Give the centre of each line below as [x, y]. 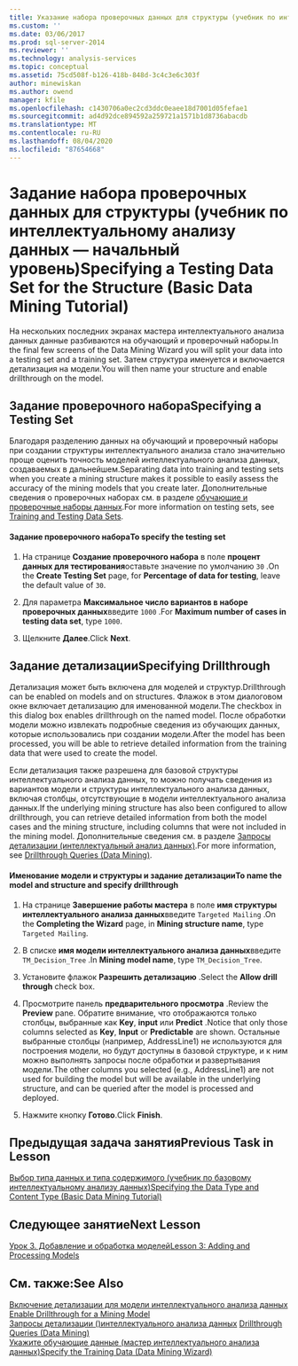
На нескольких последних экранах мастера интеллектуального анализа [147, 331]
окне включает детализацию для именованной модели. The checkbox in [145, 706]
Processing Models [44, 1255]
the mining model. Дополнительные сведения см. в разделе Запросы [140, 836]
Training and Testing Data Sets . [67, 516]
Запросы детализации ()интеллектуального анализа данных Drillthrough [146, 1323]
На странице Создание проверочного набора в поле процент [141, 556]
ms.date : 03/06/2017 [47, 34]
